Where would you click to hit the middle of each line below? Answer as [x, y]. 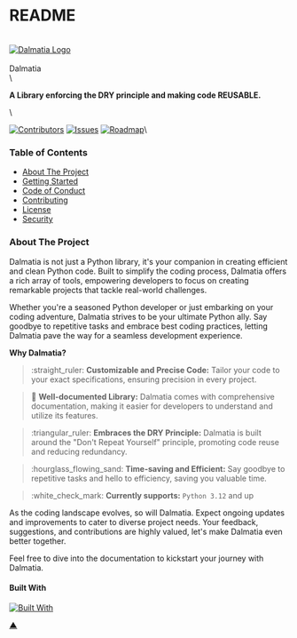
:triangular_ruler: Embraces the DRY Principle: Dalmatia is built [146, 433]
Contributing [45, 200]
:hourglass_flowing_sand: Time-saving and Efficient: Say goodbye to [158, 468]
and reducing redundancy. [79, 451]
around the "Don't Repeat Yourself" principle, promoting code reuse [155, 442]
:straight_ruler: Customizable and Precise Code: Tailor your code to [156, 370]
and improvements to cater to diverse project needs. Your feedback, [134, 522]
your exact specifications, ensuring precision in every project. [144, 379]
